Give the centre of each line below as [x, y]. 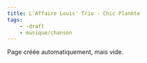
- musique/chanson [46, 33]
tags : [15, 20]
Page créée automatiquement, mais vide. [66, 52]
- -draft [32, 26]
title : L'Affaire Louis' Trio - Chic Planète [73, 13]
